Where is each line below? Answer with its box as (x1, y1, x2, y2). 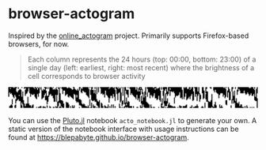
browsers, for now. (8, 39, 70, 48)
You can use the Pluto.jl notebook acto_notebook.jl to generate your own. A (8, 115, 257, 125)
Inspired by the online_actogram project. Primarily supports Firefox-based (8, 31, 249, 40)
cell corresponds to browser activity (27, 71, 146, 81)
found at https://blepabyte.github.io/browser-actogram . (8, 132, 190, 142)
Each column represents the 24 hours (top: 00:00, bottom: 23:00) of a (27, 54, 256, 64)
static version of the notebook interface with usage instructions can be (8, 124, 239, 133)
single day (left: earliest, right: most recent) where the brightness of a (27, 62, 255, 72)
